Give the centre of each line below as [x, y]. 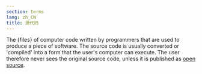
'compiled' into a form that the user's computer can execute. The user [93, 53]
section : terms [25, 12]
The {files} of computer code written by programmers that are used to [93, 40]
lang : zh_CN [21, 17]
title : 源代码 [23, 23]
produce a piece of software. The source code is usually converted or [93, 46]
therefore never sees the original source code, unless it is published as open [101, 59]
